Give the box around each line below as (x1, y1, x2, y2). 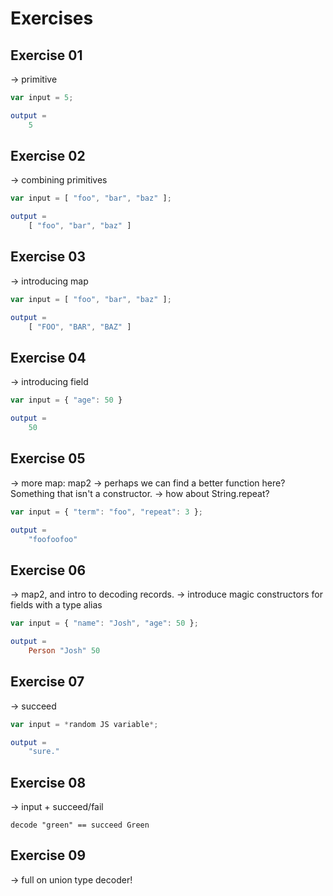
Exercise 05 (10, 450, 86, 467)
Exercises (10, 7, 94, 30)
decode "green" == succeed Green (10, 820, 150, 831)
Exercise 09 (10, 847, 87, 864)
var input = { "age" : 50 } (10, 395, 123, 406)
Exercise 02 (10, 148, 86, 165)
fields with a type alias (10, 599, 103, 611)
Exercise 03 (10, 248, 87, 266)
